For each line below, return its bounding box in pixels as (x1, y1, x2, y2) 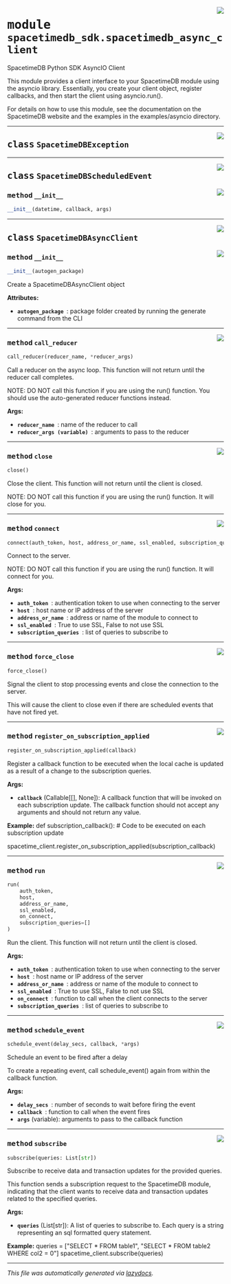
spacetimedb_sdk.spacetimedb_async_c (7, 32, 223, 45)
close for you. (7, 500, 46, 508)
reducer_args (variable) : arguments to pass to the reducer (16, 428, 190, 436)
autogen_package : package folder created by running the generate (16, 307, 206, 315)
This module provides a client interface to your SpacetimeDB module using (7, 76, 219, 85)
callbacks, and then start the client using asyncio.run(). (7, 91, 163, 100)
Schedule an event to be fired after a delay (7, 1053, 128, 1062)
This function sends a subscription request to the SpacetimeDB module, (7, 1180, 211, 1188)
